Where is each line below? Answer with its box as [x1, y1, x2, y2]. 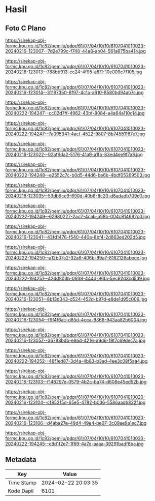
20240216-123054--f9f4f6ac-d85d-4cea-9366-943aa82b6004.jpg [5, 317, 147, 322]
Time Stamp [8, 479, 37, 486]
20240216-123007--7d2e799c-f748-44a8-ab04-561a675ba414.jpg [5, 48, 146, 54]
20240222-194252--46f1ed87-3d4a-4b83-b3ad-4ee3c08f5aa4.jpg [5, 358, 148, 364]
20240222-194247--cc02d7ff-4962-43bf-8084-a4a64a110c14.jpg [5, 110, 145, 116]
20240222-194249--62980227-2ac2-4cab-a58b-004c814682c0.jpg [5, 214, 150, 219]
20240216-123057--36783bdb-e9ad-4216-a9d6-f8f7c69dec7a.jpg [5, 337, 146, 343]
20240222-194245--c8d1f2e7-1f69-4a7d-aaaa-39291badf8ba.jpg [5, 441, 144, 447]
